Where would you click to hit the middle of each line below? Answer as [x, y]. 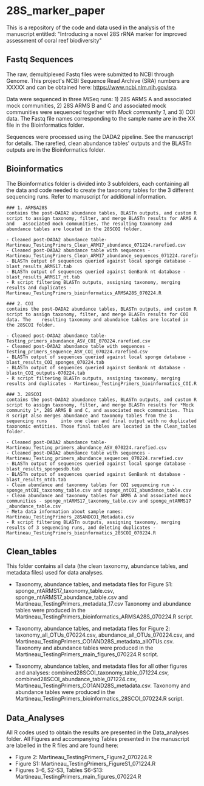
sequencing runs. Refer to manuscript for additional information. [87, 196]
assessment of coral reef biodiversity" [54, 40]
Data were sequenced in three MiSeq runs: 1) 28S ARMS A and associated [99, 99]
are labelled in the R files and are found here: [62, 745]
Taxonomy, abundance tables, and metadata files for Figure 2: [93, 629]
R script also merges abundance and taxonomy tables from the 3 [89, 416]
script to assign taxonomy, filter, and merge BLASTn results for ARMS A [102, 218]
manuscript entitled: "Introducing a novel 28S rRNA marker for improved [97, 34]
